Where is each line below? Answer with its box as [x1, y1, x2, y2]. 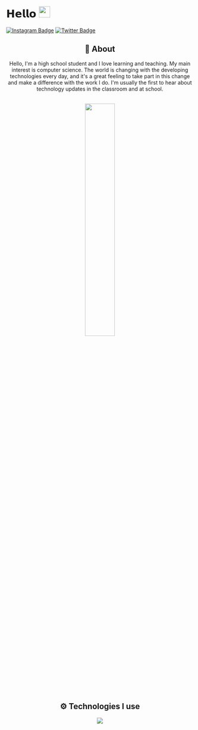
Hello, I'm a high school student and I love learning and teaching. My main [9, 60, 191, 67]
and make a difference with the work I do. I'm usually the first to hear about [8, 79, 192, 86]
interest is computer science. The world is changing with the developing [11, 66, 188, 73]
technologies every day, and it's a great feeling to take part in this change [10, 72, 190, 80]
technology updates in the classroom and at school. [36, 85, 164, 92]
